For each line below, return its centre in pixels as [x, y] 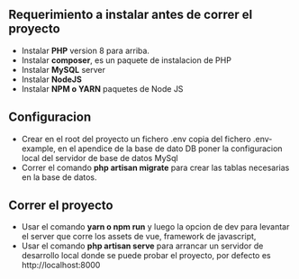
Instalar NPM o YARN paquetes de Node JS [102, 88]
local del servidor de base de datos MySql [100, 157]
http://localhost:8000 [61, 265]
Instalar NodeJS [51, 79]
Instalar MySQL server [63, 69]
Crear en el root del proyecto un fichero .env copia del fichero [136, 139]
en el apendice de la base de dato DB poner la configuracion [170, 148]
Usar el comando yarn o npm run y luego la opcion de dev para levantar [155, 227]
